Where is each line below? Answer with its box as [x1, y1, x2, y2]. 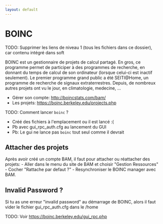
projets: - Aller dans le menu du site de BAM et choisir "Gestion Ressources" [5, 161, 159, 167]
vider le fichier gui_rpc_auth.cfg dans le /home [5, 204, 98, 210]
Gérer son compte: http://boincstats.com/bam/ [12, 94, 106, 100]
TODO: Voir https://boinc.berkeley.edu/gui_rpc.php [5, 214, 107, 220]
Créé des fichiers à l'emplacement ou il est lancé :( [12, 118, 114, 125]
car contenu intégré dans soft [5, 49, 65, 55]
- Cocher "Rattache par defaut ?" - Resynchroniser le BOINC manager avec [5, 167, 156, 173]
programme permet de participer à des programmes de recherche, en [5, 64, 145, 70]
